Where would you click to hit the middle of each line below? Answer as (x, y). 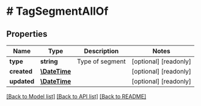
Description (101, 51)
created (21, 71)
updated (22, 81)
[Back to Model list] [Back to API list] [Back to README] (76, 97)
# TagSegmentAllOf (57, 11)
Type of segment (101, 61)
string (49, 61)
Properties (27, 34)
